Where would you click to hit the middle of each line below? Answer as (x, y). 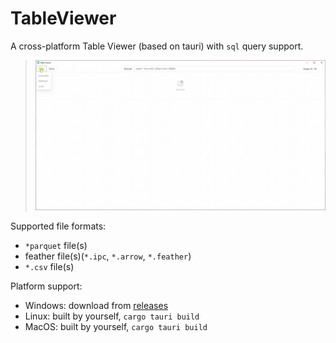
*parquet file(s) (56, 245)
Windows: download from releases (96, 305)
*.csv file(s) (49, 266)
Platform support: (46, 286)
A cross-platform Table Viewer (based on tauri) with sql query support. (157, 46)
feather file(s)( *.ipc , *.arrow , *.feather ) (108, 256)
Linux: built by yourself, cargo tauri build (112, 316)
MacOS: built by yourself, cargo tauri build (116, 326)
